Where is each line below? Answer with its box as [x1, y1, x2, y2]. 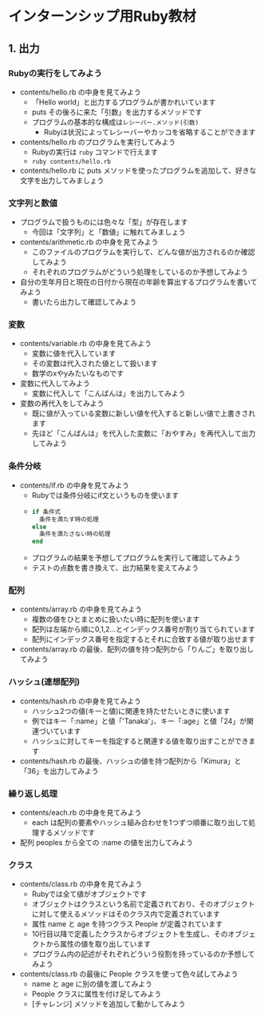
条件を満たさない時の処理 [38, 530, 111, 538]
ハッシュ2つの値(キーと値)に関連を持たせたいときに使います [31, 706, 231, 715]
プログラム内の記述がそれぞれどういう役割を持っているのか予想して [31, 949, 255, 959]
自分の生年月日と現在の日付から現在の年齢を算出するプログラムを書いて [19, 277, 258, 287]
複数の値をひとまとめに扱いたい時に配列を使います [31, 615, 200, 624]
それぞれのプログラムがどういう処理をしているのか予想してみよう [31, 267, 249, 277]
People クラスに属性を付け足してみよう [31, 989, 162, 999]
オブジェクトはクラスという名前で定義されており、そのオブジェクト [31, 899, 255, 909]
